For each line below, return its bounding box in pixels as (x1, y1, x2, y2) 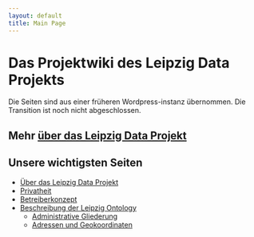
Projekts (8, 70, 65, 89)
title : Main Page (8, 19, 66, 27)
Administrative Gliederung (31, 211, 118, 221)
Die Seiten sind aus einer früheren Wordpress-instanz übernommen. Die (8, 97, 246, 106)
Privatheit (19, 186, 52, 195)
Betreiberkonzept (19, 194, 77, 204)
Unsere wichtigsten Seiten (8, 156, 143, 170)
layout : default (8, 11, 62, 20)
